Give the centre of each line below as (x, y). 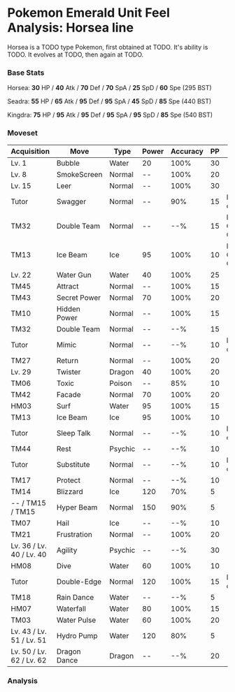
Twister (69, 372)
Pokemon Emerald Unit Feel (88, 13)
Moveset (23, 133)
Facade (69, 394)
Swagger (71, 201)
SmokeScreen (79, 174)
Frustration (74, 534)
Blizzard (70, 491)
